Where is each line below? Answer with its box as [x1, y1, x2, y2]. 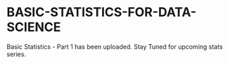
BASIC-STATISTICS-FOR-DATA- [6, 4, 197, 20]
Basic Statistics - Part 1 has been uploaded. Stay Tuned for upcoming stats [6, 42, 223, 51]
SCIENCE [6, 19, 61, 35]
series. [6, 50, 26, 58]
